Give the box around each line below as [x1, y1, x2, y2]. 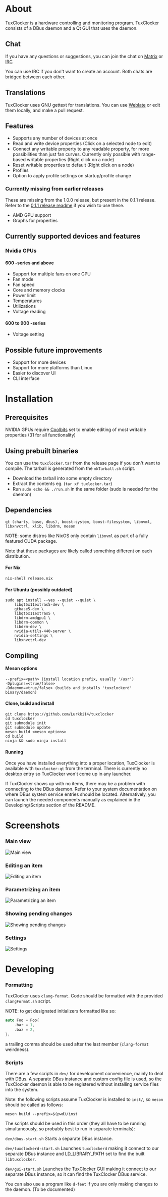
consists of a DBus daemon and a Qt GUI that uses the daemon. [5, 25, 138, 31]
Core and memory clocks [12, 287, 66, 293]
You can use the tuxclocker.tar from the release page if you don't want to [5, 460, 160, 466]
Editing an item [5, 862, 43, 869]
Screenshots [5, 820, 60, 831]
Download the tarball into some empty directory [12, 475, 112, 482]
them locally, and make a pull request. [5, 107, 84, 113]
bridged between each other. [5, 74, 66, 80]
